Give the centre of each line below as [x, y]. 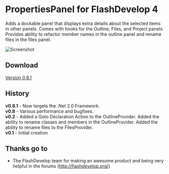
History [17, 94]
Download [22, 65]
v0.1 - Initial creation [27, 132]
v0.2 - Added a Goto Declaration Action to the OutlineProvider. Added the [82, 116]
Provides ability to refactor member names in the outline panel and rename [83, 34]
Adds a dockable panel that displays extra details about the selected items [83, 23]
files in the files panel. [28, 40]
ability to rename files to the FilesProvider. [49, 127]
